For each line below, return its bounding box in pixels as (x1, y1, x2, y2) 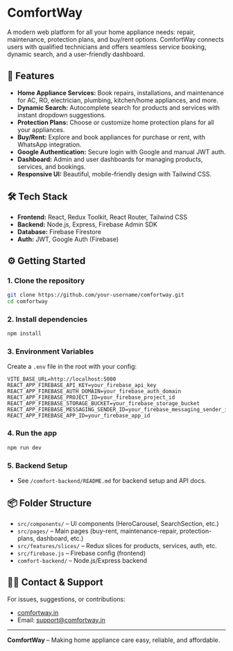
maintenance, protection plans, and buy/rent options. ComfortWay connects (7, 35, 224, 43)
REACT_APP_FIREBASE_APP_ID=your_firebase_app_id (7, 412, 150, 420)
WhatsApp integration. (17, 140, 82, 149)
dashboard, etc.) (36, 534, 84, 543)
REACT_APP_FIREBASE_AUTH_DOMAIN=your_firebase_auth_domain (7, 388, 182, 395)
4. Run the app (7, 429, 58, 438)
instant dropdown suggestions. (17, 110, 106, 119)
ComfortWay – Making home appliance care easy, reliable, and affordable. (7, 636, 221, 644)
